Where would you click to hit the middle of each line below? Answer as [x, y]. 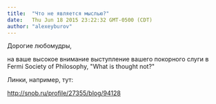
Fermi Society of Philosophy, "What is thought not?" [81, 67]
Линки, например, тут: [40, 80]
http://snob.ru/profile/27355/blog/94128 [64, 93]
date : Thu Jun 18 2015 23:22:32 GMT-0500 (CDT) [80, 20]
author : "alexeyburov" [40, 26]
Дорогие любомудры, [40, 46]
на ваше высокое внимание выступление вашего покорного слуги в [108, 59]
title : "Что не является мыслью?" [58, 13]
